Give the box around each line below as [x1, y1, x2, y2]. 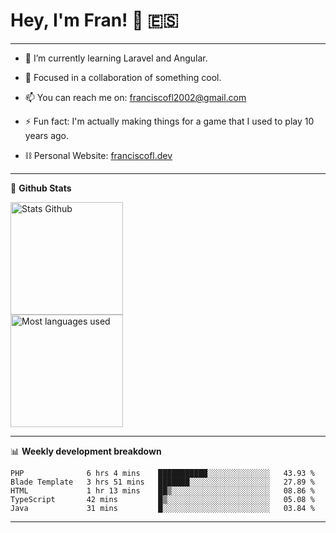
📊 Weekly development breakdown [10, 445, 162, 457]
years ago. [24, 129, 70, 141]
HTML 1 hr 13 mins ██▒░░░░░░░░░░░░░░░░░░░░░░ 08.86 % [10, 485, 315, 496]
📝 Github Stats [10, 182, 72, 194]
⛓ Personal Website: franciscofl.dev [24, 149, 173, 161]
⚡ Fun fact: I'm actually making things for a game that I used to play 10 [24, 115, 315, 127]
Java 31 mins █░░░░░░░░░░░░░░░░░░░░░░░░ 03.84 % [10, 503, 315, 513]
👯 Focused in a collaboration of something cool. [24, 71, 222, 83]
